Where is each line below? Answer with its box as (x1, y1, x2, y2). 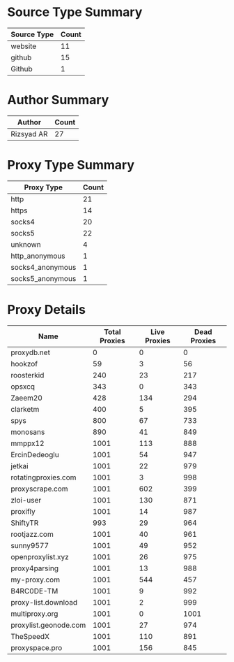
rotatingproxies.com (10, 473, 77, 482)
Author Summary (7, 92, 109, 108)
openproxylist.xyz (10, 552, 70, 561)
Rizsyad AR (10, 129, 48, 138)
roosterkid (10, 370, 45, 380)
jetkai (10, 461, 29, 470)
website (10, 41, 37, 51)
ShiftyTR (10, 518, 39, 528)
